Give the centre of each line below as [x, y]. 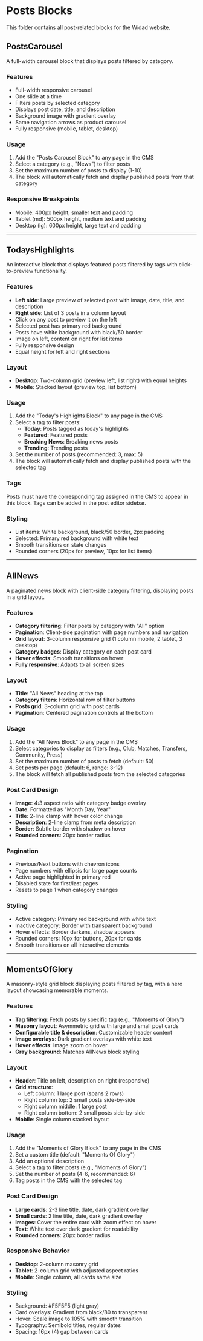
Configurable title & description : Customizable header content [94, 1032]
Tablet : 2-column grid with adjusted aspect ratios [77, 1270]
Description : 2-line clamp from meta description [75, 822]
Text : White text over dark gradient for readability [76, 1229]
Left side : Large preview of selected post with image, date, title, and [100, 300]
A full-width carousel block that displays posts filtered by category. [90, 61]
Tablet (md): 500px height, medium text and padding [81, 218]
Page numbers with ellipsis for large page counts [76, 871]
